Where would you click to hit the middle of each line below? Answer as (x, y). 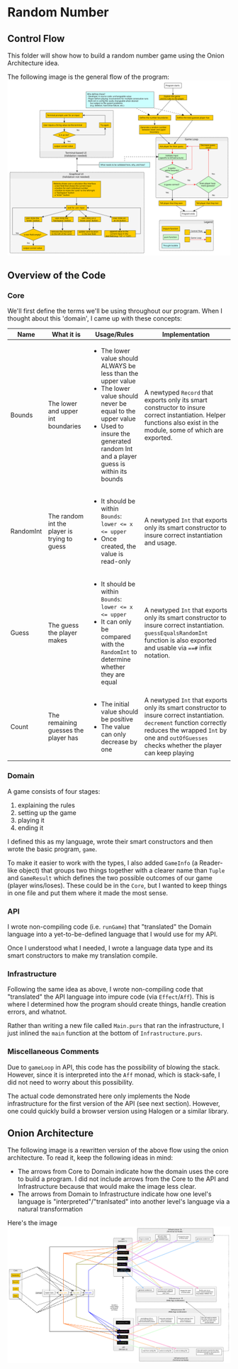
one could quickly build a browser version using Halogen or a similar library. (118, 1111)
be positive (117, 719)
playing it (31, 820)
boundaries (64, 426)
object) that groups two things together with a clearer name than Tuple (122, 870)
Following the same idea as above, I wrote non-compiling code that (105, 990)
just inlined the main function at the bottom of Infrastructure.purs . (105, 1033)
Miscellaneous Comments (53, 1052)
